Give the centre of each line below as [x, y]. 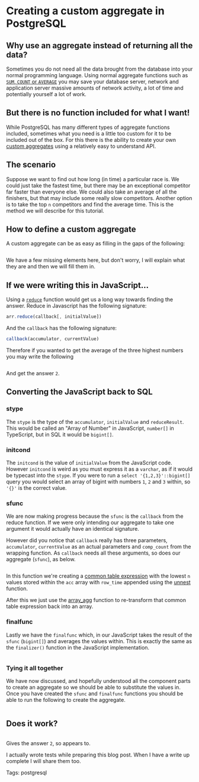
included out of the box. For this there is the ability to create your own [91, 140]
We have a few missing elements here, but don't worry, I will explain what [96, 260]
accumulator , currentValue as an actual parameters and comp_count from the [99, 547]
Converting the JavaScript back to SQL [79, 392]
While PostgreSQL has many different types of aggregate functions [88, 127]
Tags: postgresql [27, 772]
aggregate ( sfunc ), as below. [41, 559]
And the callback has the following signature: [62, 328]
